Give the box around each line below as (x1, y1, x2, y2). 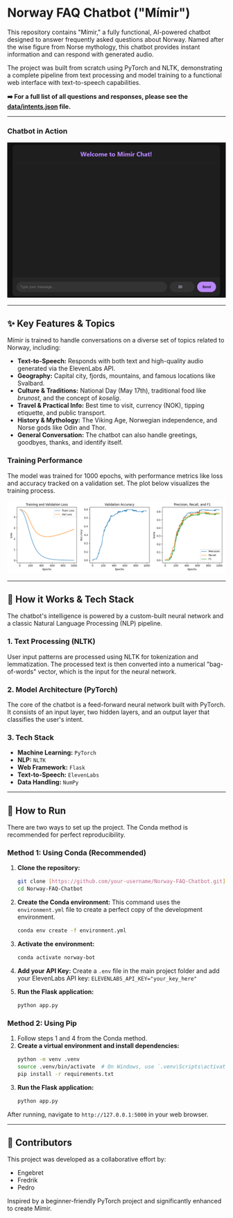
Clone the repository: (17, 864, 80, 872)
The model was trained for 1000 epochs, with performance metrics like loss (7, 471, 223, 480)
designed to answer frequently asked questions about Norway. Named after (7, 35, 224, 43)
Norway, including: (7, 343, 61, 352)
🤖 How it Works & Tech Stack (7, 593, 135, 605)
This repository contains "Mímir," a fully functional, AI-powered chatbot (7, 28, 211, 36)
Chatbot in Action (7, 126, 68, 136)
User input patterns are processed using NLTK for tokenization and (7, 652, 199, 661)
